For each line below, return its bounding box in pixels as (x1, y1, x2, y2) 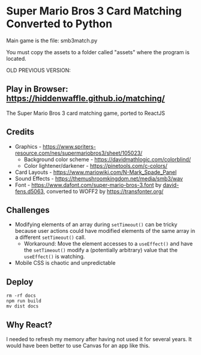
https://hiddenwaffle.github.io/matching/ (6, 93, 165, 103)
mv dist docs (6, 303, 39, 309)
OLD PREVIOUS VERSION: (6, 66, 71, 73)
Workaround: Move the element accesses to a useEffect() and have (23, 240, 193, 247)
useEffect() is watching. (23, 253, 85, 260)
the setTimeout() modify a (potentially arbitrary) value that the (23, 247, 178, 254)
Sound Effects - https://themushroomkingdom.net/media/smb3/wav (14, 174, 183, 182)
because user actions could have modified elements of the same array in (14, 227, 196, 235)
